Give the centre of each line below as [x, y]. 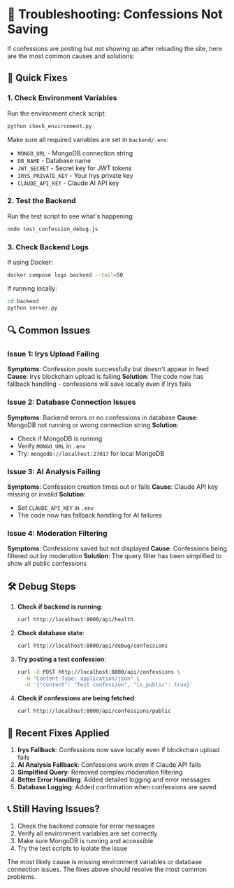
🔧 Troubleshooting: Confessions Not [115, 14]
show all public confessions [47, 564]
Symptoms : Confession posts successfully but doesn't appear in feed [108, 369]
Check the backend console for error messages [86, 826]
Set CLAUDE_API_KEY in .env [56, 508]
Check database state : [51, 632]
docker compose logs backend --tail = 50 [65, 275]
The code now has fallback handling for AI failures [90, 515]
